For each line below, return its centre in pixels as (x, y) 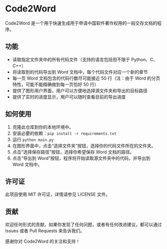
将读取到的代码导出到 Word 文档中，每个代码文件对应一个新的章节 (80, 72)
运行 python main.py (33, 139)
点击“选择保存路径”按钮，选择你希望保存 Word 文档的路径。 (73, 152)
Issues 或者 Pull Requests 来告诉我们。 (45, 231)
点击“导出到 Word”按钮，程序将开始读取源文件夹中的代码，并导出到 (81, 158)
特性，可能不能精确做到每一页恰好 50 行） (55, 84)
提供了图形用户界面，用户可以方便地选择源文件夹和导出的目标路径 (80, 91)
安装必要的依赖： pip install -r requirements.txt (64, 133)
